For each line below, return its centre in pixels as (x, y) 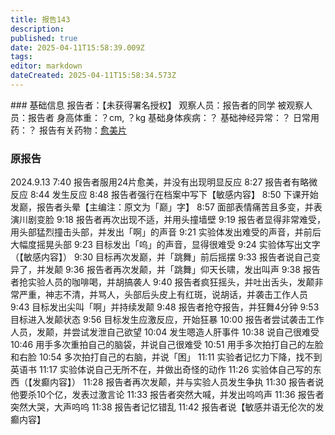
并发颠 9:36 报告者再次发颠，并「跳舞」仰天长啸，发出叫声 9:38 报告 (178, 270)
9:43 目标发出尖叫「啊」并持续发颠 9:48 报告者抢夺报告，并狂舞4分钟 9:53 (165, 307)
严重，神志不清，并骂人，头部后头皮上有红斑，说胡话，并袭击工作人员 (163, 295)
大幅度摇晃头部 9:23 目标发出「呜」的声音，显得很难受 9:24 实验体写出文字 (165, 245)
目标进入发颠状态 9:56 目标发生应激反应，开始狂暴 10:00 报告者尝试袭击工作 (167, 320)
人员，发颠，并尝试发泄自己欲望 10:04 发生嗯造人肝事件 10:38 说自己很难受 (165, 332)
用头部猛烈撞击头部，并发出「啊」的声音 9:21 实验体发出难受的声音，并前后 (166, 232)
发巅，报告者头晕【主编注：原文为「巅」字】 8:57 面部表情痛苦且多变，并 (162, 207)
